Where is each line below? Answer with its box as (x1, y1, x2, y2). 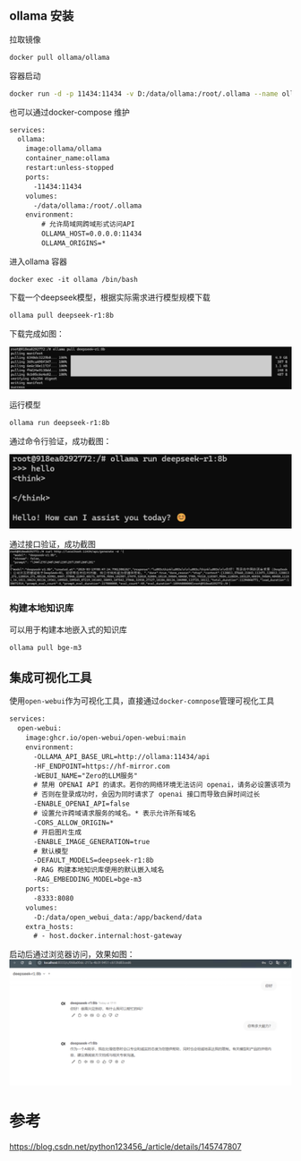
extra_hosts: (25, 922, 74, 931)
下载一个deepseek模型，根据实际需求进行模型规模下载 (9, 292, 211, 303)
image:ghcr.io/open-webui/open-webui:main (25, 733, 186, 743)
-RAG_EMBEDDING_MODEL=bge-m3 (32, 875, 142, 884)
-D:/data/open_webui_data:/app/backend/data (32, 912, 202, 922)
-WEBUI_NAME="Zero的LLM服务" (32, 771, 138, 781)
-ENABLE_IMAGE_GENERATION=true (32, 837, 150, 846)
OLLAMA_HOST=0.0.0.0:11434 (41, 229, 142, 239)
